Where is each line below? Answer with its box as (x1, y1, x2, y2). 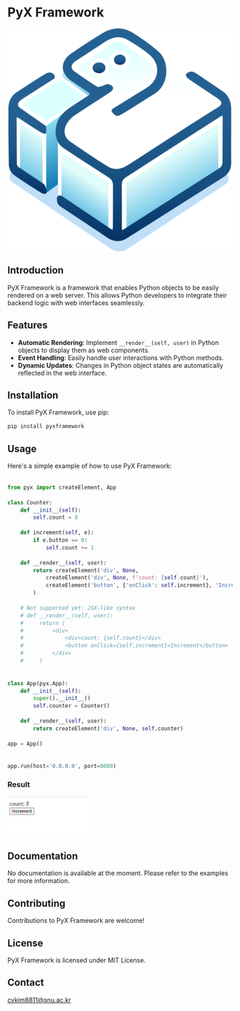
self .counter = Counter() (33, 702, 111, 709)
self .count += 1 (45, 544, 94, 551)
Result (7, 780, 31, 790)
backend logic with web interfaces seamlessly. (7, 298, 145, 307)
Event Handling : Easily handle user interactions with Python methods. (17, 353, 224, 362)
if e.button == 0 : (33, 537, 88, 544)
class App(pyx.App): (7, 679, 69, 687)
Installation (7, 389, 59, 401)
